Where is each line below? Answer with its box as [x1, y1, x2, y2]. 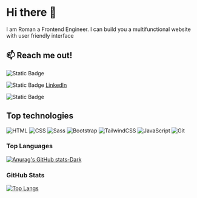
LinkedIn [45, 81, 67, 89]
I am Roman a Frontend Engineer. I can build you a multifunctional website [6, 26, 191, 33]
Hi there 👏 [6, 5, 56, 19]
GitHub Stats [6, 171, 45, 179]
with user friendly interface [6, 32, 74, 39]
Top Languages [6, 142, 53, 151]
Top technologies [6, 111, 74, 121]
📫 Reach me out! [6, 50, 73, 61]
